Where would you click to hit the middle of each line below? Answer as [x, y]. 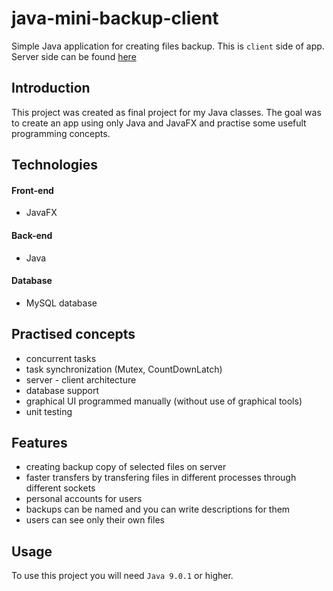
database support [62, 390]
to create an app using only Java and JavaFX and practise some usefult [159, 123]
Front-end [32, 190]
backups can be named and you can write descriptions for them [158, 509]
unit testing [49, 411]
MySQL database [61, 303]
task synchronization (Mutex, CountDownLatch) [124, 369]
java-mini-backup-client [115, 18]
